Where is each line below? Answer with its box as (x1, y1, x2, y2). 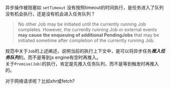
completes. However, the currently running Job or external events (17, 27, 158, 32)
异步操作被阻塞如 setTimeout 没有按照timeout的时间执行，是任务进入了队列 (5, 5, 164, 10)
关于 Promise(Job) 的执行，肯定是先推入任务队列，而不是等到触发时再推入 (5, 61, 159, 66)
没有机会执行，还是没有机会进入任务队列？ (5, 11, 96, 17)
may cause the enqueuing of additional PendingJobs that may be (17, 32, 159, 38)
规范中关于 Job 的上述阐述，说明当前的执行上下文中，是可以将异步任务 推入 (5, 48, 161, 54)
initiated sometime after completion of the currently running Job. (17, 37, 155, 43)
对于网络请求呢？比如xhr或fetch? (5, 78, 75, 84)
